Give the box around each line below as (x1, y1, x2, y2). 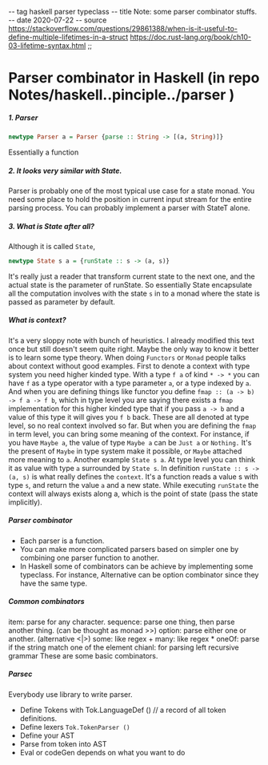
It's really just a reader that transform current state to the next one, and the (8, 272, 255, 281)
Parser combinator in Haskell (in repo (8, 69, 260, 87)
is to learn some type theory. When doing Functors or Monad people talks (8, 352, 246, 362)
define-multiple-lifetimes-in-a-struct (8, 32, 129, 42)
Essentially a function (8, 147, 79, 157)
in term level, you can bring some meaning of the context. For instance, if (8, 429, 250, 439)
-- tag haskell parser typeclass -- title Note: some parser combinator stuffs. (8, 7, 258, 16)
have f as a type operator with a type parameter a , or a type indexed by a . (8, 378, 252, 388)
